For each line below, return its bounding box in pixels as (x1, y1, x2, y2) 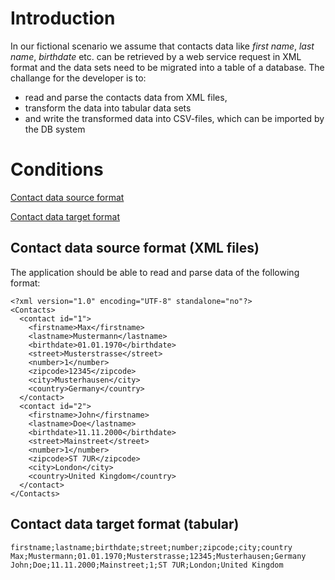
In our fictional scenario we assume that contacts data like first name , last (10, 40, 315, 52)
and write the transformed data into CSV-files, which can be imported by (24, 112, 325, 124)
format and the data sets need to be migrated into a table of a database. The (10, 61, 325, 73)
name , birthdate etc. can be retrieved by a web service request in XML (10, 50, 302, 62)
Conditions (10, 158, 104, 181)
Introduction (10, 7, 116, 30)
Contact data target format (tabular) (10, 516, 240, 533)
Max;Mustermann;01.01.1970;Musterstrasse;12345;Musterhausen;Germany (10, 551, 307, 561)
